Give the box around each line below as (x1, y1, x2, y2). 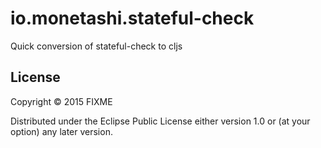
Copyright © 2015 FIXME (10, 95, 113, 107)
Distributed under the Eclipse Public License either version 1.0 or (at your (10, 115, 311, 127)
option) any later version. (10, 125, 113, 137)
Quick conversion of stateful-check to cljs (10, 40, 183, 52)
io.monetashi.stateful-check (10, 7, 255, 30)
